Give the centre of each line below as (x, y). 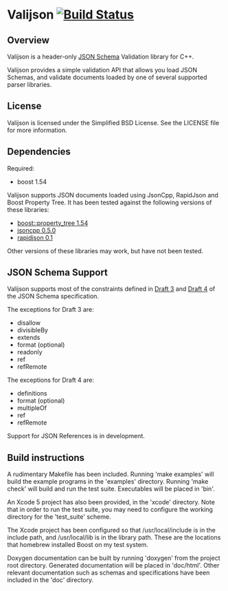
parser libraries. (30, 85)
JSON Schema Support (58, 273)
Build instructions (46, 458)
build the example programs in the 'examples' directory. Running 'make (108, 482)
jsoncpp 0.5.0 (36, 230)
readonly (30, 352)
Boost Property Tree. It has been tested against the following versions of (110, 202)
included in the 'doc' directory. (50, 580)
